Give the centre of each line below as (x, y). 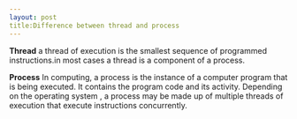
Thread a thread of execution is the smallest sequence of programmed (138, 50)
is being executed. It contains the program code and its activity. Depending (146, 86)
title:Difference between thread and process (94, 26)
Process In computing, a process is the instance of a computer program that (148, 77)
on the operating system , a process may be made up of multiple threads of (146, 96)
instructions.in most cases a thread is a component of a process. (127, 60)
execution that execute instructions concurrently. (98, 105)
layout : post (33, 17)
